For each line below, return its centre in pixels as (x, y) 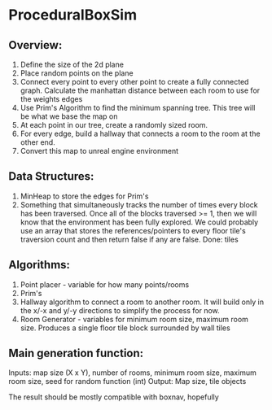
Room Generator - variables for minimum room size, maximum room (134, 319)
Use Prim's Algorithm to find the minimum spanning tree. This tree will (138, 108)
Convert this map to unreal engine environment (99, 151)
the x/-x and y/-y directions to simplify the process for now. (120, 310)
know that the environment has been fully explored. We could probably (139, 222)
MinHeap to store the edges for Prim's (84, 196)
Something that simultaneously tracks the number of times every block (139, 204)
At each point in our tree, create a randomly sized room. (114, 125)
